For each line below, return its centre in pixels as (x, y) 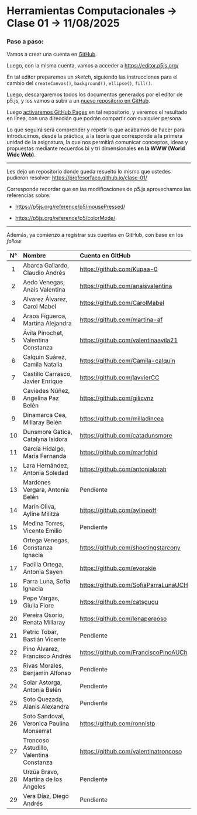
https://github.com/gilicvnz (116, 398)
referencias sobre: (29, 195)
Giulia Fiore (39, 606)
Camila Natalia (43, 365)
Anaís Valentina (44, 290)
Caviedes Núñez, (46, 391)
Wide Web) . (21, 155)
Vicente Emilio (43, 531)
